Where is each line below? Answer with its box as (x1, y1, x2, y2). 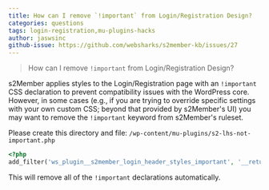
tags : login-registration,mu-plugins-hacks (8, 26, 156, 34)
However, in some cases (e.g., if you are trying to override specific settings (8, 96, 256, 105)
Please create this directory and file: (8, 129, 128, 138)
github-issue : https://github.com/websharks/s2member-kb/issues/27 (8, 42, 239, 49)
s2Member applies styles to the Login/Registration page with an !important (8, 79, 257, 89)
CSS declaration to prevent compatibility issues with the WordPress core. (8, 87, 250, 97)
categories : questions (8, 19, 84, 27)
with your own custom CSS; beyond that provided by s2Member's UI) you (8, 105, 251, 114)
